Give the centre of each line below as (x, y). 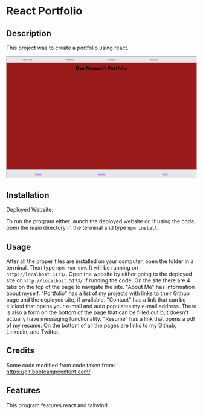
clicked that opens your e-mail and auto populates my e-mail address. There (101, 306)
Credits (21, 351)
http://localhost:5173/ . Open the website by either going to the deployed (99, 274)
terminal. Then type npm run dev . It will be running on (72, 267)
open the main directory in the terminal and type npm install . (82, 228)
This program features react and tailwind (57, 405)
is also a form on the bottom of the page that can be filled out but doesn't (98, 312)
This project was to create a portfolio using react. (67, 48)
